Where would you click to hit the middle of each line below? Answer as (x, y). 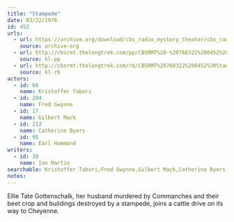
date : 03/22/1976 (32, 20)
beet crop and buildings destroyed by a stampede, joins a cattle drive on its (115, 203)
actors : (18, 79)
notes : (17, 176)
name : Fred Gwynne (46, 105)
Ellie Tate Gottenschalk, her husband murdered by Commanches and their (113, 195)
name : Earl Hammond (48, 144)
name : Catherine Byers (53, 131)
